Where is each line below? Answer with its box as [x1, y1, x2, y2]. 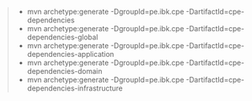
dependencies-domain [26, 67, 103, 75]
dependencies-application [26, 50, 115, 59]
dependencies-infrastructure [26, 83, 124, 93]
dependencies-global [26, 32, 99, 42]
